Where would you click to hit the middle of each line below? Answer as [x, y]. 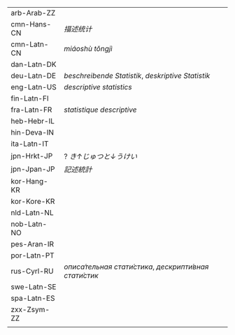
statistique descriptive [100, 110]
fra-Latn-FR [31, 110]
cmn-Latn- [30, 44]
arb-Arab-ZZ [33, 13]
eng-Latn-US [34, 87]
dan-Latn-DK [34, 64]
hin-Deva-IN [33, 132]
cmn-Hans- [31, 24]
